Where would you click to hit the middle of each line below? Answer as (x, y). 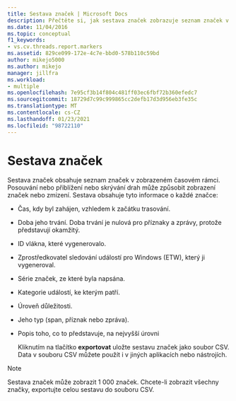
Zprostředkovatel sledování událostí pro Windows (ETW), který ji (111, 257)
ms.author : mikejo (34, 66)
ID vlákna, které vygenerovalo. (62, 244)
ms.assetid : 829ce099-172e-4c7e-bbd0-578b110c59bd (83, 54)
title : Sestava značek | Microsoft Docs (68, 14)
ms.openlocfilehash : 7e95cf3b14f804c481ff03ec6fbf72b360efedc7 (102, 93)
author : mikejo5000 (36, 60)
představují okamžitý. (49, 230)
